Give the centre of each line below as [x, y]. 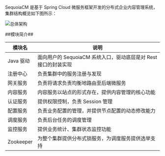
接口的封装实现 [55, 64]
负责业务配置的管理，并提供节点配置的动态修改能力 [96, 111]
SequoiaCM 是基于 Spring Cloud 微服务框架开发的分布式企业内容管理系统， [82, 7]
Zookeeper [20, 142]
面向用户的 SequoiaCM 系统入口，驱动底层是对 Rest [97, 57]
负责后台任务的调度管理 [65, 120]
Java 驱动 [19, 61]
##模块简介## [19, 34]
